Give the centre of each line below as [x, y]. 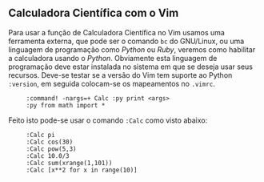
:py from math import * [66, 105]
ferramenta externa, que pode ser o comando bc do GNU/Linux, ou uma [126, 41]
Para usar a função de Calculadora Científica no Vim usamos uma [117, 32]
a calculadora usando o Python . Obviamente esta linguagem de [113, 58]
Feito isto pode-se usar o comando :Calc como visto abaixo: [108, 120]
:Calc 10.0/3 [48, 156]
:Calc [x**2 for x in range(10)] [82, 170]
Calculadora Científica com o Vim [94, 13]
